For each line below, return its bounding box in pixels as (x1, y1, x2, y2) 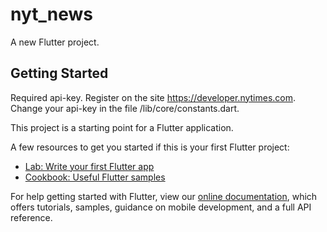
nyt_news (10, 3, 94, 26)
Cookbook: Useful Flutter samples (24, 171, 166, 183)
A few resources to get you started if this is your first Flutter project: (10, 141, 290, 153)
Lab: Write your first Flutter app (24, 160, 155, 172)
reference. (10, 211, 53, 223)
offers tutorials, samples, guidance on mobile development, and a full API (10, 201, 312, 213)
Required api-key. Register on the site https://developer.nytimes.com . (10, 91, 297, 103)
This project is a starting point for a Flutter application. (10, 121, 234, 133)
